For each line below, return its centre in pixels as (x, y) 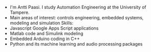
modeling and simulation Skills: (41, 23)
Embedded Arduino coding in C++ (45, 39)
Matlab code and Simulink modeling (46, 33)
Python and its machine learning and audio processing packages (76, 44)
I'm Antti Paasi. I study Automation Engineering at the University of (78, 7)
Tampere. (20, 12)
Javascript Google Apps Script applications (54, 28)
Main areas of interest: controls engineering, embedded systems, (77, 18)
